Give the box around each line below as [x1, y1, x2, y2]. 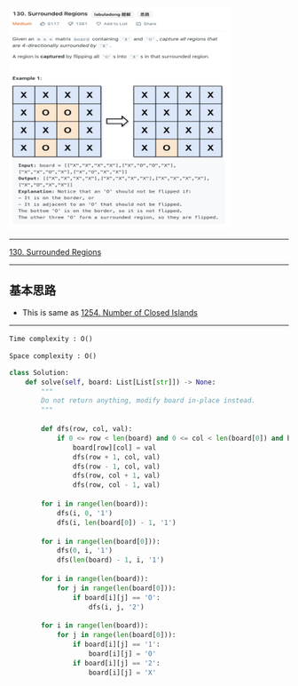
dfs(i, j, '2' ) [88, 602, 145, 611]
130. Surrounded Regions [9, 247, 102, 257]
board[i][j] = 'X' [88, 668, 157, 677]
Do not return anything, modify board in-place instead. [41, 396, 255, 405]
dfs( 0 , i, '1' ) [56, 546, 114, 555]
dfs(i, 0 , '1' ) [56, 508, 114, 517]
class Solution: [9, 368, 69, 377]
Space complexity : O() [9, 351, 98, 361]
